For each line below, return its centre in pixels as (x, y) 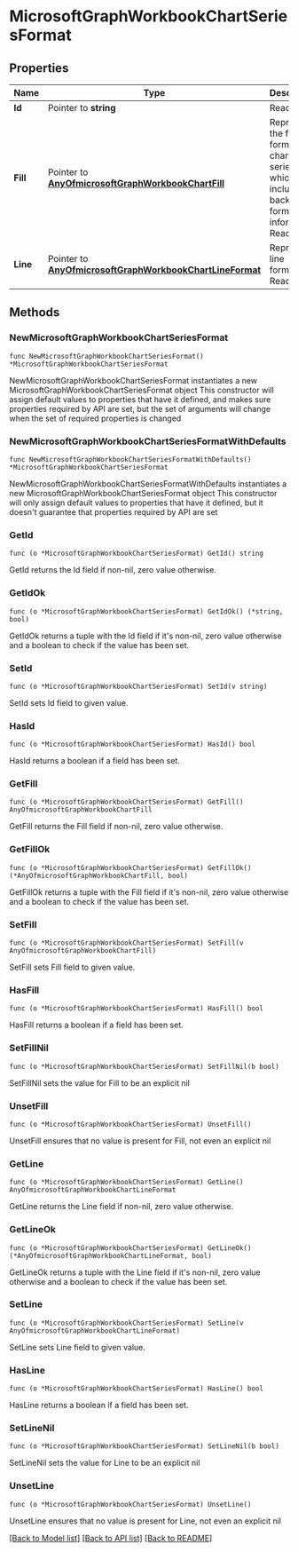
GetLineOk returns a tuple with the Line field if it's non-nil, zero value (135, 1272)
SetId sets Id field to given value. (69, 702)
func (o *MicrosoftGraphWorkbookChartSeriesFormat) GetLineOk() (130, 1248)
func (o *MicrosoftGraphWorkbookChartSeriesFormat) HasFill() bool (137, 1009)
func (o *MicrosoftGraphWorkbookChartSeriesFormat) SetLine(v (126, 1323)
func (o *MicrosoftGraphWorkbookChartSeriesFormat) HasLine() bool (137, 1389)
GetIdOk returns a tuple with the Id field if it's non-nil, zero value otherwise (145, 636)
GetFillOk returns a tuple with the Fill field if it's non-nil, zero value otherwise (149, 892)
